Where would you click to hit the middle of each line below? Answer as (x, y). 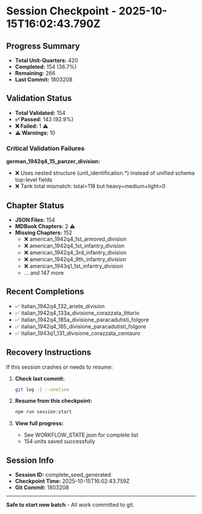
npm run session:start (43, 412)
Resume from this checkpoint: (53, 401)
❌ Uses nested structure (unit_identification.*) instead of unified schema (105, 173)
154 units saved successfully (60, 441)
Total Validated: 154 (40, 113)
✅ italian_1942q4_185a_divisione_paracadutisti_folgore (82, 319)
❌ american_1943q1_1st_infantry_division (73, 266)
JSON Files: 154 (35, 220)
